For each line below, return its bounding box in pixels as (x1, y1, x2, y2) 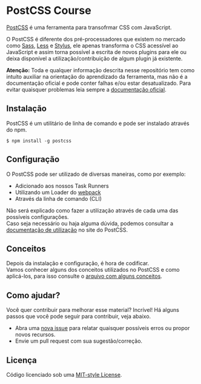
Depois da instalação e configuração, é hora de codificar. (6, 260, 150, 267)
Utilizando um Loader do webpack (15, 189, 101, 196)
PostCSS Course (6, 4, 92, 18)
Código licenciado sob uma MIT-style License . (6, 371, 122, 378)
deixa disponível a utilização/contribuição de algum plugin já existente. (6, 55, 183, 62)
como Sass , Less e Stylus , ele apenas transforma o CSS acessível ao (6, 42, 179, 49)
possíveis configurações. (6, 213, 69, 220)
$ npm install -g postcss (6, 138, 71, 144)
